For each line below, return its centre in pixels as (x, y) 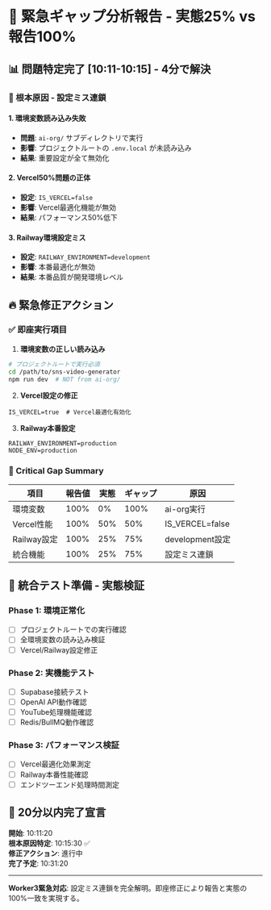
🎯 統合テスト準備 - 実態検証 (77, 586)
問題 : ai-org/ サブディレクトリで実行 (81, 137)
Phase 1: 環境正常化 (47, 611)
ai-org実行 (185, 509)
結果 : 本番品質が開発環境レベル (71, 277)
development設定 (198, 539)
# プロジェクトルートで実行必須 (54, 364)
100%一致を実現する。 (46, 898)
